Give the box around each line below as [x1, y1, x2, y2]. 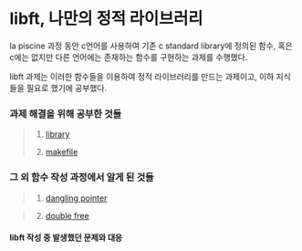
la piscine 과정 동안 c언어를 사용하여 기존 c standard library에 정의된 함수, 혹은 [9, 40, 294, 51]
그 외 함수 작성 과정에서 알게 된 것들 [9, 171, 154, 183]
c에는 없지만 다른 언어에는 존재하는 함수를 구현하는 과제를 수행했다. [9, 51, 248, 62]
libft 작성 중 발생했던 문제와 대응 [9, 232, 123, 243]
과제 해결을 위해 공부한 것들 [9, 107, 122, 120]
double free [45, 210, 89, 221]
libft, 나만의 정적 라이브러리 [9, 8, 203, 29]
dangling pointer [45, 193, 108, 204]
